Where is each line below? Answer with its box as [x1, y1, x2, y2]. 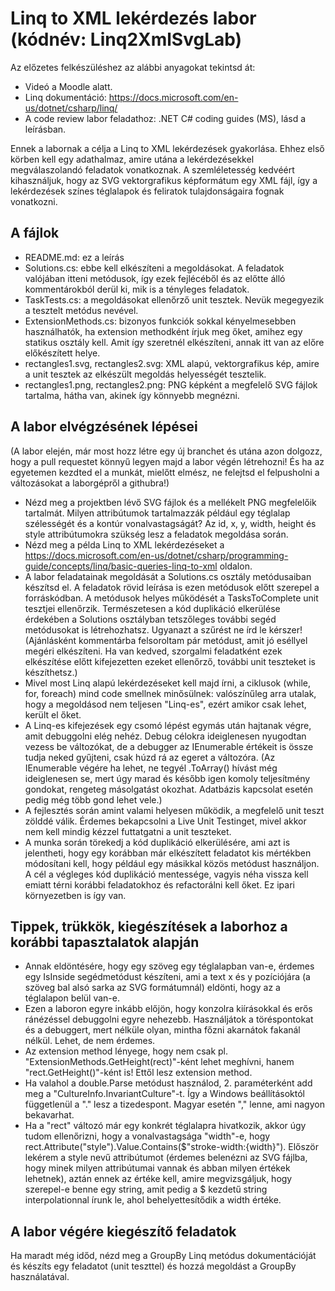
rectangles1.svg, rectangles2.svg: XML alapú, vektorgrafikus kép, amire [24, 357, 320, 369]
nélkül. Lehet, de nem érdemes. [24, 1035, 156, 1047]
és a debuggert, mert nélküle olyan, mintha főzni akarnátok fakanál [24, 1024, 301, 1036]
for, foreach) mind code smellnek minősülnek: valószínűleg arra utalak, [24, 687, 317, 699]
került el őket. [24, 708, 82, 721]
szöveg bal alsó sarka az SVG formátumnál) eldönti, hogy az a [24, 982, 281, 994]
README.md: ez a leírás [24, 251, 125, 263]
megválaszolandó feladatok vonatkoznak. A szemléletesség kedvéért [10, 163, 295, 176]
